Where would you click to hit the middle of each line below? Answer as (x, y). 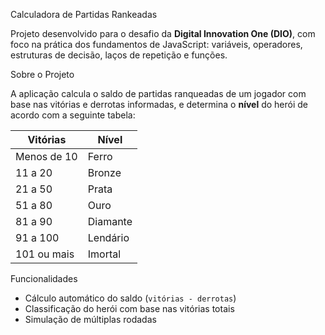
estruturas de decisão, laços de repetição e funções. (119, 55)
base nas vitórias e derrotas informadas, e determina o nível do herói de (159, 104)
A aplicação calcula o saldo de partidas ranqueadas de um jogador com (158, 93)
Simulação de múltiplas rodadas (90, 319)
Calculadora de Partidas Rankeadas (84, 14)
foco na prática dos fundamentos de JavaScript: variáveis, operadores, (156, 44)
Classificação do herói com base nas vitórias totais (129, 308)
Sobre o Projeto (42, 74)
